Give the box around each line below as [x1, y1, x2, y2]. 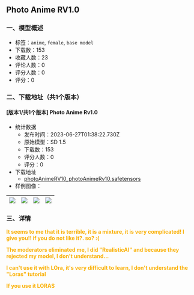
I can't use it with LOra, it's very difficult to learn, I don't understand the [6, 264, 188, 272]
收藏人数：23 [14, 53, 48, 61]
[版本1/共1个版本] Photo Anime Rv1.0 [6, 109, 98, 116]
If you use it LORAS [6, 282, 55, 290]
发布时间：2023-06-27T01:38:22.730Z [23, 130, 120, 138]
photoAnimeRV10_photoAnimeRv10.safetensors [23, 175, 141, 182]
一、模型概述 [6, 24, 44, 32]
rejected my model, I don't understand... [6, 252, 109, 260]
